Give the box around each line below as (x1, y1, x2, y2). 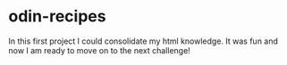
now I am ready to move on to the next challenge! (8, 45, 191, 55)
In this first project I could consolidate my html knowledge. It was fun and (8, 36, 279, 46)
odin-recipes (8, 6, 106, 27)
